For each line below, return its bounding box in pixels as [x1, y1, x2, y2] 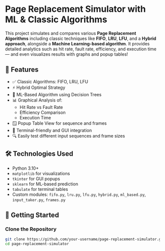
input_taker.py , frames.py [12, 196, 66, 203]
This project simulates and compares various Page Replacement [5, 30, 137, 36]
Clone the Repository [5, 225, 57, 232]
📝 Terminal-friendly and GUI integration [12, 127, 92, 133]
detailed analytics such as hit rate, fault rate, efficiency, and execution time [5, 46, 157, 52]
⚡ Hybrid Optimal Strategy [12, 84, 65, 90]
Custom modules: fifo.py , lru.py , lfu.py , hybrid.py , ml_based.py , [12, 191, 146, 197]
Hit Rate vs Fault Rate [19, 104, 63, 110]
